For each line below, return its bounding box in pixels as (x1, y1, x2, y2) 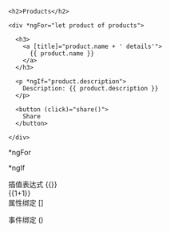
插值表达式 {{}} (8, 180, 57, 189)
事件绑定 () (8, 215, 44, 224)
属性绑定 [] (8, 198, 44, 207)
